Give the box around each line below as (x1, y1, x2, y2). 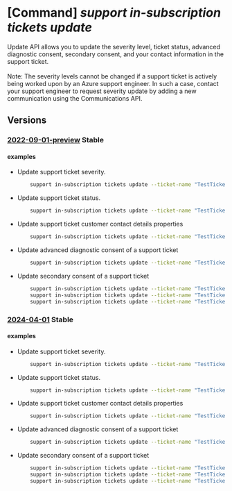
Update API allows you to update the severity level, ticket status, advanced (7, 42, 220, 51)
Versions (7, 115, 47, 126)
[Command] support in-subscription (7, 5, 222, 21)
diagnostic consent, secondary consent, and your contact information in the (7, 50, 224, 58)
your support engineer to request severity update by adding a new (7, 87, 197, 95)
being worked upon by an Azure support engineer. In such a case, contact (7, 79, 219, 88)
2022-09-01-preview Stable (7, 135, 104, 145)
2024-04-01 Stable (7, 315, 74, 324)
